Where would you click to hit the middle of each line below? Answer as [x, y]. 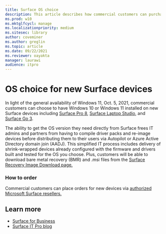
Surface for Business [34, 221]
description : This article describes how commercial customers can [76, 14]
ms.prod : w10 [19, 19]
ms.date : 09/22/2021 [26, 51]
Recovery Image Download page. [39, 165]
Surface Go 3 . [19, 118]
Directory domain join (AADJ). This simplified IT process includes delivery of [83, 144]
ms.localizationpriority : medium [40, 28]
